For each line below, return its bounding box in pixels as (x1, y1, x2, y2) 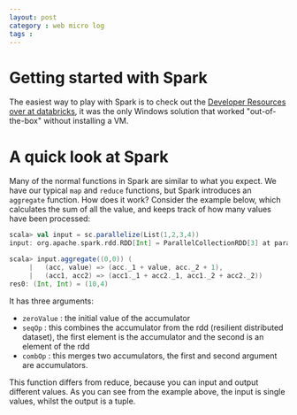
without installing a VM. (43, 116, 129, 127)
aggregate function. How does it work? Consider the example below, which (9, 195, 281, 205)
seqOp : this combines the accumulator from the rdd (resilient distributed (21, 322, 284, 333)
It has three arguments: (9, 296, 95, 306)
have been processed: (9, 213, 91, 224)
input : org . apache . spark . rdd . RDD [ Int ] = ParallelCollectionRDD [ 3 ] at (9, 239, 271, 248)
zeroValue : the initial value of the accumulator (21, 312, 191, 323)
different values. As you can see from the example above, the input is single (9, 386, 286, 396)
